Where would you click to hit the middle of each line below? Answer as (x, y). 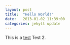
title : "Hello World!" (30, 14)
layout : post (18, 10)
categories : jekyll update (33, 23)
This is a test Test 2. (25, 38)
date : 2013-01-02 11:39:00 (35, 19)
